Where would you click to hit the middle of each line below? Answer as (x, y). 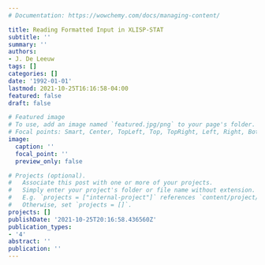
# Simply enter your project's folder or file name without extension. (132, 190)
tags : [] (22, 67)
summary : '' (28, 44)
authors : (22, 52)
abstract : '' (30, 241)
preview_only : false (49, 161)
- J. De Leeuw (32, 59)
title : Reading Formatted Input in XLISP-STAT (86, 30)
